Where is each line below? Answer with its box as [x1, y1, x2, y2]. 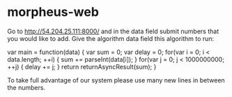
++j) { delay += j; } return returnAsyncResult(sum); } [7, 62, 157, 71]
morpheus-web [7, 4, 100, 20]
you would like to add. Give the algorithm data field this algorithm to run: [7, 34, 215, 42]
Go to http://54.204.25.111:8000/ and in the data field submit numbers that [7, 27, 219, 35]
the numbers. [7, 83, 46, 91]
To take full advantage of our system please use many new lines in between [7, 76, 225, 84]
